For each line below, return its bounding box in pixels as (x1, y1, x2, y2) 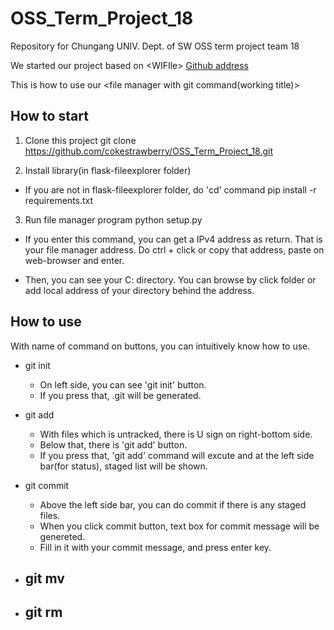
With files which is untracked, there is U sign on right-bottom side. (39, 428, 313, 440)
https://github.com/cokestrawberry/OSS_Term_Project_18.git (24, 145, 274, 157)
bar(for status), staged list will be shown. (39, 460, 208, 472)
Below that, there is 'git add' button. (39, 438, 188, 451)
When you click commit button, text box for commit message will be (39, 520, 320, 532)
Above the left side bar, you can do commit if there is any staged (39, 498, 307, 511)
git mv (24, 570, 65, 587)
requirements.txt (24, 194, 94, 206)
